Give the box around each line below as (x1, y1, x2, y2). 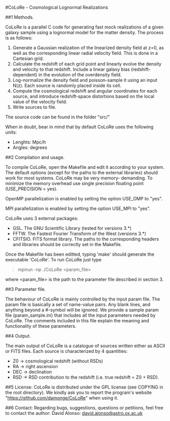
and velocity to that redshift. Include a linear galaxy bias (12, 66, 130, 72)
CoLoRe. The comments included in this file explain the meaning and (5, 318, 149, 323)
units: (5, 129, 17, 135)
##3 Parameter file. (5, 286, 46, 292)
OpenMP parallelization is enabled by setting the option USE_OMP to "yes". (5, 196, 163, 201)
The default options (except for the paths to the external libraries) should (5, 170, 158, 175)
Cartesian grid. (12, 55, 44, 62)
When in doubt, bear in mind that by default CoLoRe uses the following (5, 124, 154, 130)
